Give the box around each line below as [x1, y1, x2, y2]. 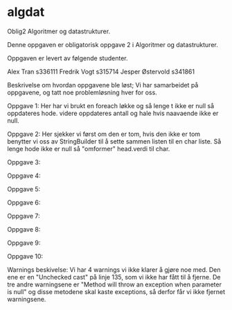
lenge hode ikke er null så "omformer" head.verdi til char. [7, 144, 170, 153]
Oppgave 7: [7, 212, 40, 220]
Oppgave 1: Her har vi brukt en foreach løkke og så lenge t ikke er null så [7, 101, 215, 110]
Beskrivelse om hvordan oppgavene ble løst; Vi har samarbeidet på [7, 80, 199, 89]
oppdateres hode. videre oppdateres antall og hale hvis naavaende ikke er [7, 109, 219, 117]
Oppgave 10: [7, 252, 44, 260]
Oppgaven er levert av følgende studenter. [7, 53, 128, 62]
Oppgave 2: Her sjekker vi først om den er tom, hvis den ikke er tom [7, 130, 201, 138]
